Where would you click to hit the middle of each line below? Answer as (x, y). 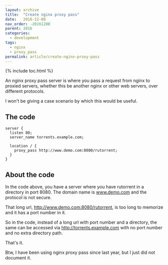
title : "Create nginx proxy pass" (42, 15)
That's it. (14, 243)
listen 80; (21, 133)
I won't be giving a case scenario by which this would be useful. (71, 101)
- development (24, 38)
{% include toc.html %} (29, 71)
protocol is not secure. (28, 197)
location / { (23, 146)
